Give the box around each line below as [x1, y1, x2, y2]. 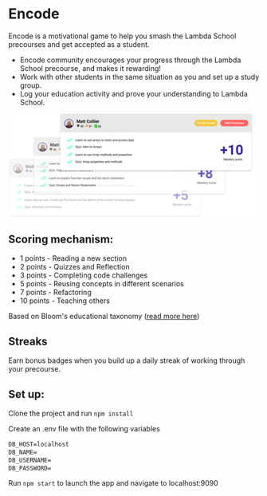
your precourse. [8, 364, 61, 374]
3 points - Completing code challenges [19, 270, 148, 280]
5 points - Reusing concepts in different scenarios [19, 279, 185, 289]
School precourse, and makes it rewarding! [19, 63, 162, 73]
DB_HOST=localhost [8, 440, 69, 449]
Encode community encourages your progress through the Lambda [19, 55, 241, 65]
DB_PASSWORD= [8, 464, 52, 473]
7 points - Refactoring [19, 288, 92, 297]
